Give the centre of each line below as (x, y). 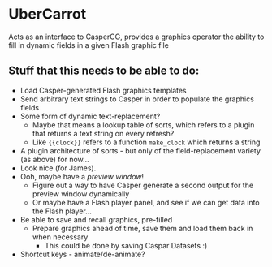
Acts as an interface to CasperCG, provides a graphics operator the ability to (136, 37)
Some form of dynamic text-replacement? (90, 116)
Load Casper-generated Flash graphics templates (103, 90)
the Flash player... (62, 211)
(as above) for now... (54, 159)
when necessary (60, 237)
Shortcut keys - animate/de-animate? (82, 254)
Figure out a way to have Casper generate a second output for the (143, 185)
